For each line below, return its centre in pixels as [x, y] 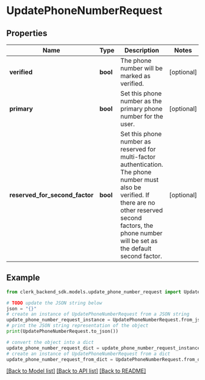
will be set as [139, 241]
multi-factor [138, 157]
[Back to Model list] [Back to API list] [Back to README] [76, 371]
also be [131, 187]
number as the [141, 101]
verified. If [135, 195]
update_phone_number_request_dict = [53, 348]
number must [139, 180]
